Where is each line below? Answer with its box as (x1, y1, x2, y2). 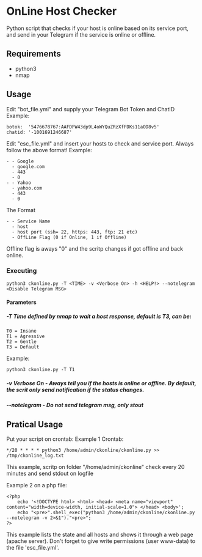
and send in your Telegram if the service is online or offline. (6, 31, 156, 38)
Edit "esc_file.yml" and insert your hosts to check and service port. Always (6, 139, 194, 147)
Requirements (6, 49, 61, 59)
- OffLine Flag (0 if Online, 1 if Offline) (12, 234, 127, 240)
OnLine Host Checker (6, 4, 117, 18)
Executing (6, 267, 37, 275)
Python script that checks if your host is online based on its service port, (6, 24, 189, 32)
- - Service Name (6, 218, 51, 224)
